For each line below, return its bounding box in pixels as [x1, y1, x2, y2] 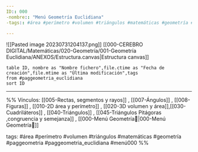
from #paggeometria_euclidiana [6, 75, 83, 82]
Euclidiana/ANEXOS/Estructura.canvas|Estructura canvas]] [6, 54, 149, 61]
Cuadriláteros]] [6, 109, 43, 116]
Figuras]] [6, 103, 28, 110]
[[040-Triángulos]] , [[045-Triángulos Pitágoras [47, 109, 162, 116]
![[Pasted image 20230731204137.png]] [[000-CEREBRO [6, 41, 143, 48]
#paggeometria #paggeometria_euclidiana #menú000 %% [6, 140, 149, 147]
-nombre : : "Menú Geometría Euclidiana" [6, 14, 104, 20]
